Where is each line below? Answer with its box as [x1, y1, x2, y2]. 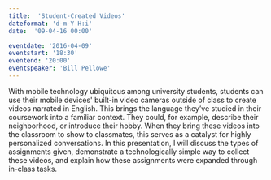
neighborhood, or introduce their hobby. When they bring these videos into [8, 121, 260, 131]
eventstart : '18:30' [8, 49, 79, 58]
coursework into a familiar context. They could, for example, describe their [8, 112, 259, 122]
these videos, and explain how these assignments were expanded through [8, 155, 258, 165]
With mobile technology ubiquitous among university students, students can [8, 86, 264, 96]
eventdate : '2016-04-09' [8, 41, 93, 49]
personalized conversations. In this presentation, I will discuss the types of [8, 138, 259, 148]
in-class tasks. [8, 164, 58, 174]
